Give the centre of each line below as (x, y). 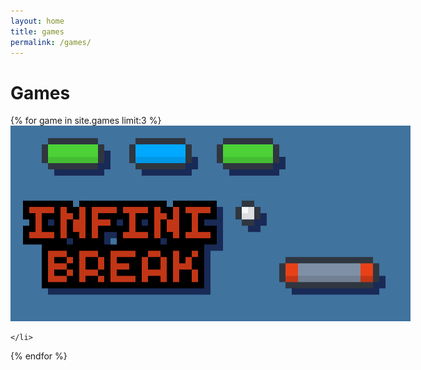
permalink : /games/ (51, 42)
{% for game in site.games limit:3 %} (86, 121)
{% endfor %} (39, 356)
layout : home (37, 21)
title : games (37, 31)
